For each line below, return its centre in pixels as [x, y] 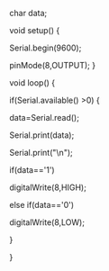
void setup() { [35, 30]
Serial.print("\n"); [41, 153]
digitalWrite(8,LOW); [47, 222]
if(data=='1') [32, 170]
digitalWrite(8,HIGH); [48, 187]
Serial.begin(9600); [45, 48]
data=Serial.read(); [44, 117]
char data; [28, 13]
